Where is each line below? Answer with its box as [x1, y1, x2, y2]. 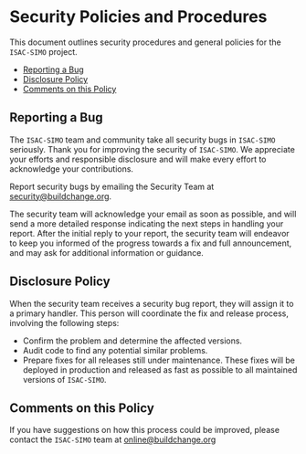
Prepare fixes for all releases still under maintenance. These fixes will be [22, 354, 295, 365]
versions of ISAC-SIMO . [22, 374, 107, 385]
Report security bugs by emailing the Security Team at [9, 181, 215, 192]
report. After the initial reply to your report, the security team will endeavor [9, 227, 290, 238]
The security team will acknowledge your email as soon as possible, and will [9, 208, 297, 219]
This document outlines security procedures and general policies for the [9, 37, 281, 48]
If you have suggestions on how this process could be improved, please [9, 425, 280, 436]
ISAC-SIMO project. [9, 46, 78, 57]
